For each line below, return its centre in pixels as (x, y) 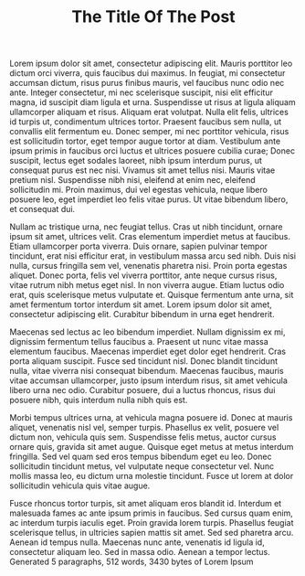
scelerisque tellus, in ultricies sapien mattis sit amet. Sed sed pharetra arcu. (152, 533)
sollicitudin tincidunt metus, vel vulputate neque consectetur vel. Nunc (142, 466)
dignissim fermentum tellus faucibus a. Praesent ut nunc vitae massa (139, 342)
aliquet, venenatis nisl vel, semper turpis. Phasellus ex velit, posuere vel (144, 428)
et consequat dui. (42, 209)
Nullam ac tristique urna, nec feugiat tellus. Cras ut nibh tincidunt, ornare (146, 227)
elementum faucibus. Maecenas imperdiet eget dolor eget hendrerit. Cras (147, 352)
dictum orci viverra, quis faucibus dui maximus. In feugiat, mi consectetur (147, 73)
